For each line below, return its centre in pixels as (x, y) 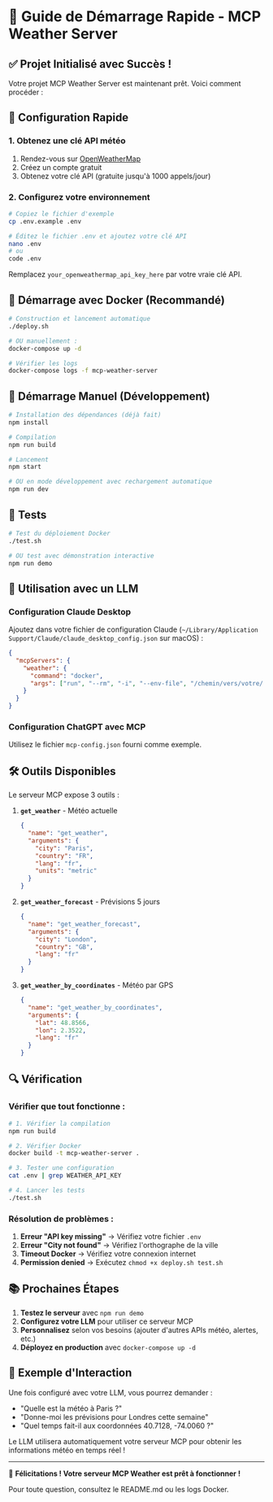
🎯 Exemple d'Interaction (70, 1373)
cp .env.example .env (45, 221)
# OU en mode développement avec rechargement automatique (110, 482)
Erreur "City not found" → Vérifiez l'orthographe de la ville (119, 1246)
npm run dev (28, 489)
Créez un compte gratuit (61, 167)
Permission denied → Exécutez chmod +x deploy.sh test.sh (121, 1263)
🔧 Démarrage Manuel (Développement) (109, 396)
